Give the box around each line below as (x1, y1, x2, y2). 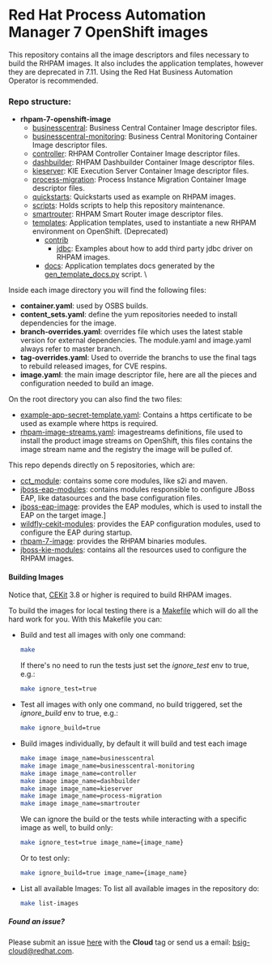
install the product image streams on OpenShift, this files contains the (19, 436, 253, 445)
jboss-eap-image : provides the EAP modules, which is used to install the (19, 501, 262, 512)
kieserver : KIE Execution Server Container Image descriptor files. (32, 166, 249, 176)
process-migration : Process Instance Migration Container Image (32, 174, 247, 184)
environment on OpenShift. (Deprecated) (32, 226, 168, 236)
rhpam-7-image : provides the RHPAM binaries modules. (19, 536, 207, 546)
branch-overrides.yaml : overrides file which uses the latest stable (19, 327, 243, 337)
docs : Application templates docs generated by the (44, 261, 215, 271)
